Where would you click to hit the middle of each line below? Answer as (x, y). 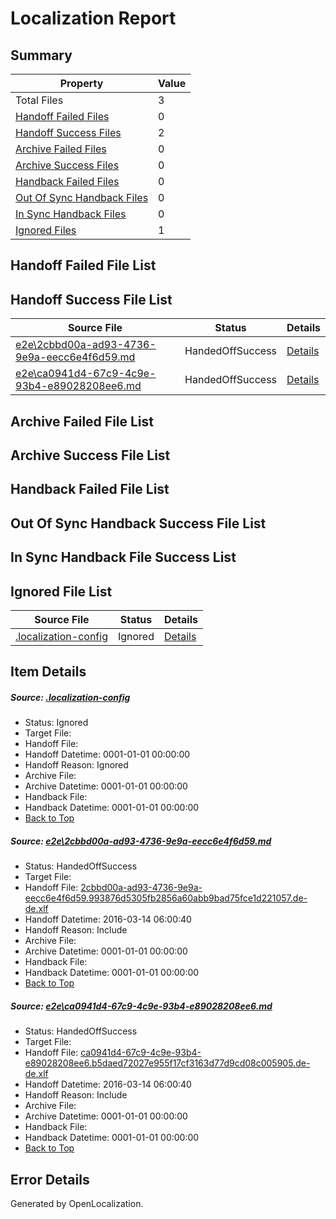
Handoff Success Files (68, 132)
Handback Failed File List (90, 489)
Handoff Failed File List (83, 265)
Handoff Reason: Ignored (76, 765)
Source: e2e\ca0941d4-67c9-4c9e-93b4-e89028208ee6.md (141, 1006)
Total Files (39, 100)
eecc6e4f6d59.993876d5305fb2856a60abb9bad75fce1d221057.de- (166, 898)
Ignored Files (46, 230)
